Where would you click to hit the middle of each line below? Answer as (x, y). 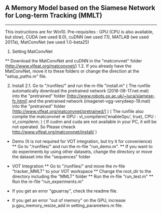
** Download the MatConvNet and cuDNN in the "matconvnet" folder (74, 61)
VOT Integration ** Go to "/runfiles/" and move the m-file (68, 166)
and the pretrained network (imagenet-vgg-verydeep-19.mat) (89, 101)
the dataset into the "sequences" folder (51, 156)
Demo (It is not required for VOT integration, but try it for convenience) (82, 141)
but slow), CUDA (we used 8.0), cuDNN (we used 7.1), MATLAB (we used (77, 37)
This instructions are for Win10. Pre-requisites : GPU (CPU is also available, (79, 31)
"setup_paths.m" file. (26, 76)
